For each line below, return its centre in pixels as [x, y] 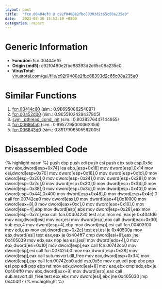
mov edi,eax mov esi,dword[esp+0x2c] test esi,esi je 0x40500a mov [73, 230]
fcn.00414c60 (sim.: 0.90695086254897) [54, 109]
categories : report [25, 23]
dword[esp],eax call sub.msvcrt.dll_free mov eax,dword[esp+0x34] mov [77, 256]
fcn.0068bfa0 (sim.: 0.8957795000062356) [56, 125]
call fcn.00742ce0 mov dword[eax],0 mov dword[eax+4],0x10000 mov [76, 199]
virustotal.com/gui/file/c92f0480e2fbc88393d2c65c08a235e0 [75, 76]
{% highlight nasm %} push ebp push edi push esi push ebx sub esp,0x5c [79, 163]
